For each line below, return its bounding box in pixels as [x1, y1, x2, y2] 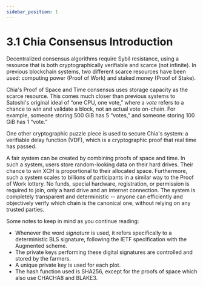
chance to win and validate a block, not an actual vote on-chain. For [6, 105, 176, 112]
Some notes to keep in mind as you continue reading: [6, 217, 139, 224]
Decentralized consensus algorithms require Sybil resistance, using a [6, 55, 179, 62]
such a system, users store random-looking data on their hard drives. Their [6, 161, 194, 168]
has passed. [6, 143, 37, 150]
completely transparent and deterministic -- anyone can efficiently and [6, 193, 183, 200]
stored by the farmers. [15, 255, 72, 262]
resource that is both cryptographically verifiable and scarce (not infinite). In [6, 61, 197, 68]
